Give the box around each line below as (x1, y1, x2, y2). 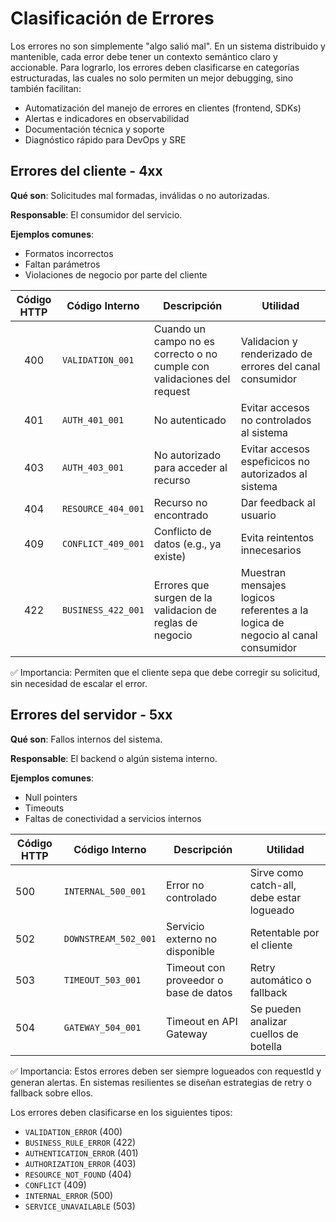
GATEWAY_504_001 (63, 1022, 142, 1033)
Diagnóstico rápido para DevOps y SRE (24, 133, 187, 146)
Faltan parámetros (24, 258, 101, 270)
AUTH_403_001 (61, 462, 125, 473)
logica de (240, 615, 285, 629)
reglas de (153, 615, 198, 629)
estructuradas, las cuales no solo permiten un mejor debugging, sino (10, 72, 294, 84)
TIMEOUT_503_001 (63, 974, 142, 986)
